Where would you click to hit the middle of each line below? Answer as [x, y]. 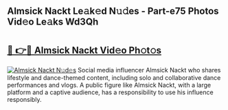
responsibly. [24, 99]
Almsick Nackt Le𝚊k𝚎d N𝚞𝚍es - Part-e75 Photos [113, 11]
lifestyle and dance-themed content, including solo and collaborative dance [114, 78]
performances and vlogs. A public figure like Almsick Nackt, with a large [109, 85]
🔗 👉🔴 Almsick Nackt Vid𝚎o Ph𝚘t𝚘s [84, 50]
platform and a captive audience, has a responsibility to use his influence [111, 92]
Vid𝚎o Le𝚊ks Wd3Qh [53, 22]
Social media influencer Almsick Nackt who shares [149, 70]
